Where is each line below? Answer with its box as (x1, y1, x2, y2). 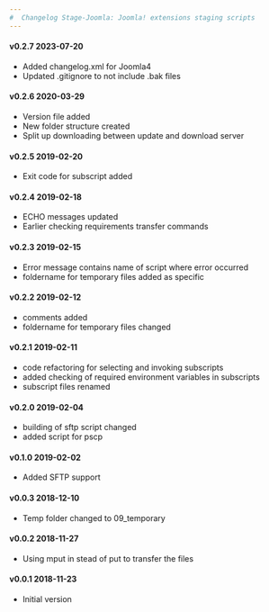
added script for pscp (22, 431, 103, 442)
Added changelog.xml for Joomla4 (22, 60, 151, 72)
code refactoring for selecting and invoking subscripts (22, 362, 224, 373)
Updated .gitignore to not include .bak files (22, 70, 182, 81)
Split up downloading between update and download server (22, 130, 245, 141)
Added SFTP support (22, 472, 101, 482)
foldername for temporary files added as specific (22, 271, 205, 282)
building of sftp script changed (22, 422, 137, 433)
